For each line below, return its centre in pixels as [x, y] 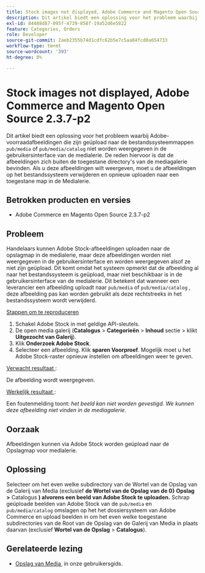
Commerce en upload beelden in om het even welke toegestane [87, 516]
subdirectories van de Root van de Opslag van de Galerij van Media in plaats [102, 523]
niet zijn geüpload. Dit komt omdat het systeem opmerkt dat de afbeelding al [103, 268]
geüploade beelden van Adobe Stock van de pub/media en [79, 504]
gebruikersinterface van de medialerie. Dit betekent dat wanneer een [93, 281]
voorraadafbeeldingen [34, 142]
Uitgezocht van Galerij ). [46, 337]
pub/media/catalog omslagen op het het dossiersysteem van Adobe [91, 510]
